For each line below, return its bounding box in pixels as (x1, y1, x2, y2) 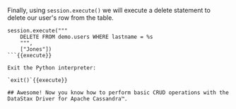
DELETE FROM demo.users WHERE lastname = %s (20, 33, 153, 40)
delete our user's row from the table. (7, 13, 114, 22)
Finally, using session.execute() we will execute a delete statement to (7, 6, 211, 14)
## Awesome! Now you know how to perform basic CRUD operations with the (7, 89, 230, 96)
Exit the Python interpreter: (7, 64, 97, 71)
